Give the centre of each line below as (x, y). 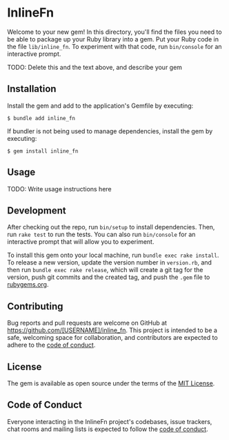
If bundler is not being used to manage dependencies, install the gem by (110, 131)
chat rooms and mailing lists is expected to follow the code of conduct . (108, 429)
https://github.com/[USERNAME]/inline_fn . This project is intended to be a (112, 330)
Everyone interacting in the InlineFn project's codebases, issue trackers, (110, 421)
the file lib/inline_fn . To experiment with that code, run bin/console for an (114, 46)
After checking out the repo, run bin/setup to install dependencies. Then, (111, 227)
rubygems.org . (28, 285)
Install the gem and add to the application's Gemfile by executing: (100, 106)
